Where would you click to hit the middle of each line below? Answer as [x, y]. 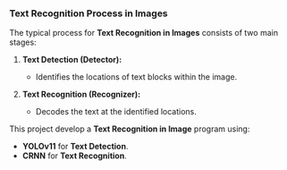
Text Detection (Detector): [72, 60]
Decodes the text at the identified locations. [116, 112]
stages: [23, 42]
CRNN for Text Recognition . [74, 156]
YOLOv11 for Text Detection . [75, 147]
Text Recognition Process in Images [89, 13]
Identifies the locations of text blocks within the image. [136, 77]
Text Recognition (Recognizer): [81, 94]
